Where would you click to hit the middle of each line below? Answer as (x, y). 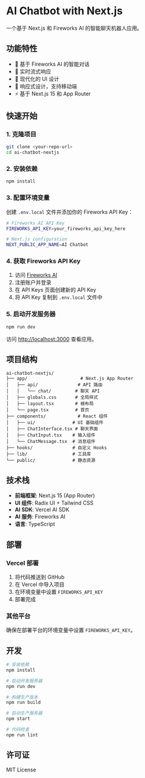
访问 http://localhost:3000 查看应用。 (51, 339)
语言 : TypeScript (35, 524)
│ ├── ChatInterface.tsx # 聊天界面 (52, 429)
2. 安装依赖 (22, 169)
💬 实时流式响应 (33, 71)
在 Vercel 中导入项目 (40, 584)
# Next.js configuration (37, 239)
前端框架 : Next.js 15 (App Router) (55, 496)
